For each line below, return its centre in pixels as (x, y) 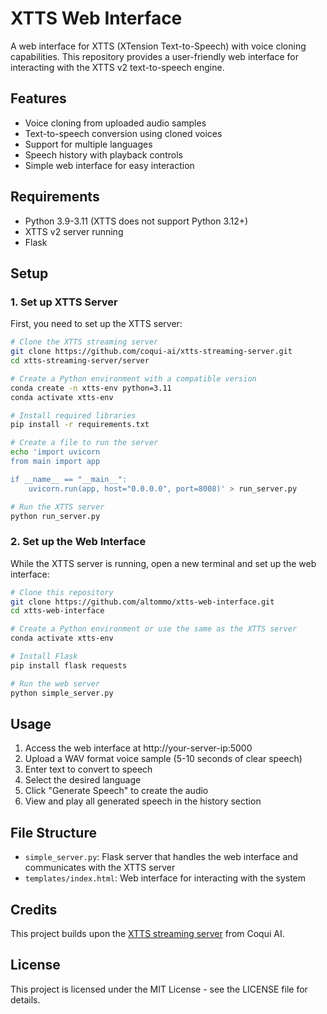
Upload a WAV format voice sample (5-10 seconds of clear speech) (163, 759)
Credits (34, 909)
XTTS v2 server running (74, 231)
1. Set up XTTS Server (64, 302)
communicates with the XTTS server (100, 868)
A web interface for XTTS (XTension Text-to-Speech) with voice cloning (158, 46)
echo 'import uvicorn (55, 452)
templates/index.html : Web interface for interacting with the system (165, 878)
